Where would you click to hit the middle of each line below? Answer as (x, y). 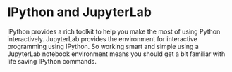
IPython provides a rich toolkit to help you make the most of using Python (114, 31)
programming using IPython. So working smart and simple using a (103, 46)
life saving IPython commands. (52, 61)
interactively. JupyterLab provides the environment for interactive (102, 38)
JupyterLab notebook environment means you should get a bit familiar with (116, 54)
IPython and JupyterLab (79, 12)
